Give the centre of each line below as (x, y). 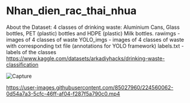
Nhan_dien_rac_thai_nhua (71, 11)
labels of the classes (31, 52)
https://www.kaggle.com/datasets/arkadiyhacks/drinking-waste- (85, 58)
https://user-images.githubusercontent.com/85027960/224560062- (90, 87)
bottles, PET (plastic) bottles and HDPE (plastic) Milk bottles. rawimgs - (93, 33)
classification (22, 64)
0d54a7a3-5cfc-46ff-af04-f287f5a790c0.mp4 (63, 94)
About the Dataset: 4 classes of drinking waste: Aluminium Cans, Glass (93, 27)
